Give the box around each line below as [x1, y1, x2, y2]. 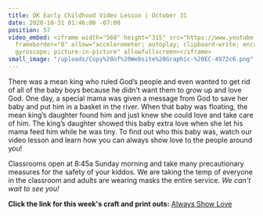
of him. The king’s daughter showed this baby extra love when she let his [8, 119, 243, 128]
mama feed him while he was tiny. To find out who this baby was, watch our [8, 126, 253, 136]
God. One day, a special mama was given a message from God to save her [8, 93, 249, 103]
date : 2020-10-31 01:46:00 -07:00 [8, 19, 121, 27]
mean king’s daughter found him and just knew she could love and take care [8, 110, 254, 119]
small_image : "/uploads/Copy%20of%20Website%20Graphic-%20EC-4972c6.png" [8, 56, 254, 64]
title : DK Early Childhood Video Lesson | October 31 [8, 11, 188, 20]
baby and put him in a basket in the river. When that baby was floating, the [8, 101, 248, 111]
